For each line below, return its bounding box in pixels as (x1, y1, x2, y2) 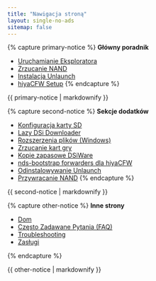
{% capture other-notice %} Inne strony (7, 201, 126, 210)
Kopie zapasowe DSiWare (17, 151, 94, 160)
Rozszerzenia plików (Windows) (17, 136, 111, 144)
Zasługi (17, 238, 40, 246)
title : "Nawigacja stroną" (7, 10, 87, 18)
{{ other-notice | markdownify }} (7, 265, 101, 274)
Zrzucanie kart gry (17, 144, 72, 152)
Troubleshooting (17, 230, 66, 239)
